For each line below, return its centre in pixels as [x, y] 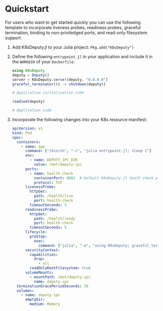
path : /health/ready [55, 218]
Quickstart [27, 9]
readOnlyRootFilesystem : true [60, 268]
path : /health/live [54, 196]
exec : [39, 241]
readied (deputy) [28, 102]
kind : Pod [22, 133]
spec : [17, 137]
